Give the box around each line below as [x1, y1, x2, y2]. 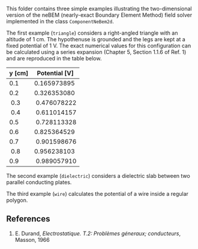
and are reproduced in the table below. [6, 55, 102, 62]
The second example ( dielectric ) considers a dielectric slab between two [6, 172, 190, 179]
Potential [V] [37, 69, 74, 77]
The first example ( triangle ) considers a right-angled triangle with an [6, 29, 178, 37]
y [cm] [9, 69, 29, 77]
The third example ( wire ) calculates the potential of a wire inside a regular [6, 190, 189, 197]
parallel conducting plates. [6, 179, 72, 186]
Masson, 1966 [14, 236, 50, 243]
